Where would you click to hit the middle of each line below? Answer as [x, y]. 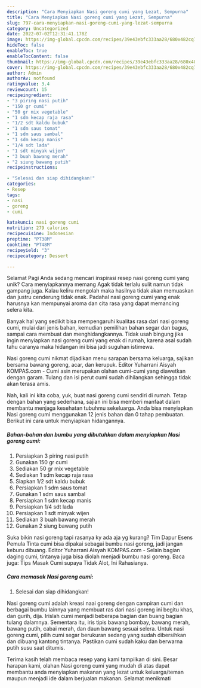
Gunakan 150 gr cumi [41, 462]
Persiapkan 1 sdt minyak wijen [52, 513]
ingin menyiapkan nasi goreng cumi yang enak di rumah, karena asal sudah [99, 340]
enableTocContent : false [38, 56]
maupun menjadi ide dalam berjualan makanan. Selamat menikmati [89, 678]
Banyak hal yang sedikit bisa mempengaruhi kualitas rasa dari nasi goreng [98, 321]
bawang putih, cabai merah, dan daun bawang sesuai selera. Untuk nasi [95, 629]
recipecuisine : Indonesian [40, 234]
